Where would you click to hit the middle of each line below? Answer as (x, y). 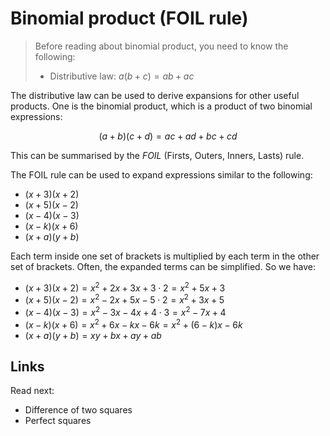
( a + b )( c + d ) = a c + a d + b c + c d (168, 136)
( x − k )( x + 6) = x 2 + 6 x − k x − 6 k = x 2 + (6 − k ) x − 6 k (133, 324)
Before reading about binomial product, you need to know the (161, 46)
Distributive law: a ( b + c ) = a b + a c (122, 76)
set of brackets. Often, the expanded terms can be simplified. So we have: (163, 266)
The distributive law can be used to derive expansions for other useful (155, 95)
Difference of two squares (78, 410)
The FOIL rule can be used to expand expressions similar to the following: (161, 174)
